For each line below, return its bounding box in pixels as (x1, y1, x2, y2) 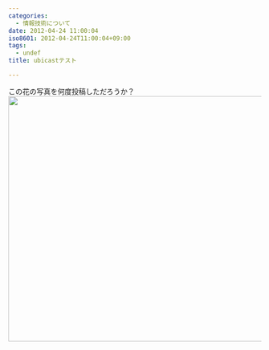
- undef (15, 49, 42, 57)
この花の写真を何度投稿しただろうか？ (8, 86, 135, 96)
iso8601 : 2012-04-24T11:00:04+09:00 (8, 34, 131, 43)
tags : (8, 42, 26, 50)
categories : (8, 11, 48, 20)
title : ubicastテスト (8, 57, 77, 65)
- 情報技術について (15, 19, 71, 27)
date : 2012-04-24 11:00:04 (8, 26, 99, 35)
